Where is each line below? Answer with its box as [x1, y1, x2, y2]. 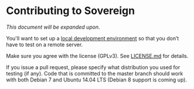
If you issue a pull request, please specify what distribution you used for [6, 63, 181, 71]
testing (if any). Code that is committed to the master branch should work [6, 70, 183, 77]
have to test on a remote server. [6, 41, 83, 48]
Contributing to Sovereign [6, 4, 135, 18]
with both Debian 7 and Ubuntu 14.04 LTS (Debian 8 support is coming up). [6, 76, 188, 83]
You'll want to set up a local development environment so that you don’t [6, 35, 179, 42]
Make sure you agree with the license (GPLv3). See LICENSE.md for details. [6, 52, 189, 59]
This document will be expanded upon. [6, 23, 101, 30]
